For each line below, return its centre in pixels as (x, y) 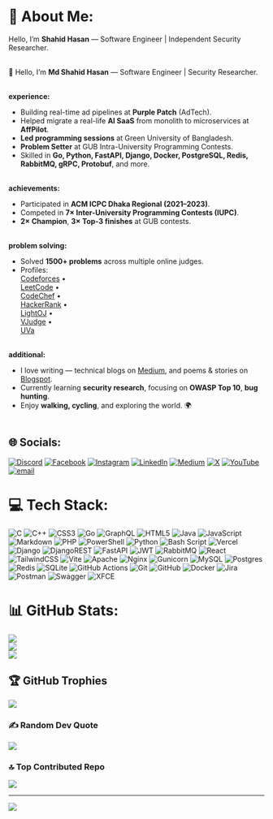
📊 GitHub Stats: (64, 610)
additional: (27, 354)
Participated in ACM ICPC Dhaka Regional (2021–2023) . (115, 204)
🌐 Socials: (35, 443)
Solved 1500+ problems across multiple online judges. (112, 261)
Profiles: (34, 269)
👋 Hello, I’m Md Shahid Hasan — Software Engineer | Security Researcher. (133, 71)
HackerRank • (43, 304)
